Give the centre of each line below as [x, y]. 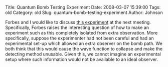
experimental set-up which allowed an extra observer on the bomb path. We [84, 43]
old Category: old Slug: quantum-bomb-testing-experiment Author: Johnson [84, 12]
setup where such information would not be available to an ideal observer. [81, 59]
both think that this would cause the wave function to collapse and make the [84, 49]
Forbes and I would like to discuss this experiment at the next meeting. [78, 22]
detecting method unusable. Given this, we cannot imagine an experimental [83, 54]
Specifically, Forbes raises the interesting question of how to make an [77, 27]
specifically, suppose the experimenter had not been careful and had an [79, 38]
